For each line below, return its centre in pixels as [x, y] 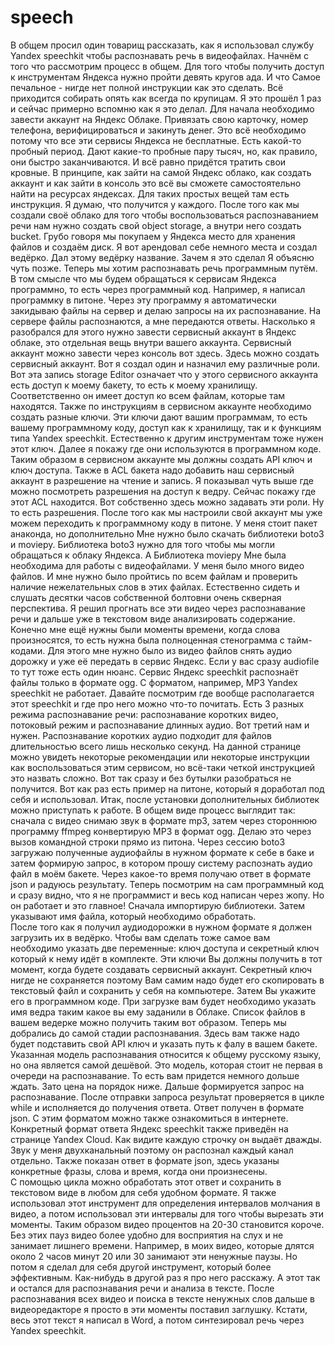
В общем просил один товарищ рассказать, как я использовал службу [162, 45]
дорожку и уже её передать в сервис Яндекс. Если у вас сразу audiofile [165, 661]
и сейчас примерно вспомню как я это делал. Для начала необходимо [162, 108]
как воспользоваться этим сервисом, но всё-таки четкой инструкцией [163, 767]
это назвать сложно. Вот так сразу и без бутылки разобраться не [151, 778]
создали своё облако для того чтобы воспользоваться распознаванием [164, 215]
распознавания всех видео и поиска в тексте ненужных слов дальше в [162, 1298]
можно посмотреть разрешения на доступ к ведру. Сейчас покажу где [163, 491]
